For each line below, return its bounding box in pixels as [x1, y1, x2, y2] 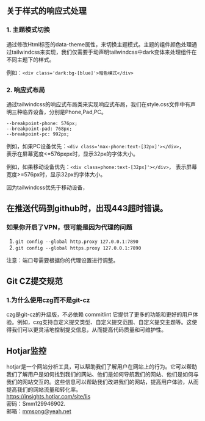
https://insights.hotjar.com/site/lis [6, 393, 91, 400]
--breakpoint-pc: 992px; [6, 131, 70, 137]
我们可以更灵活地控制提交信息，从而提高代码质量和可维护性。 [11, 326, 167, 334]
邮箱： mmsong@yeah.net [6, 408, 71, 415]
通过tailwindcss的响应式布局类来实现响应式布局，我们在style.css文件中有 [6, 100, 191, 108]
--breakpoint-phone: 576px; [6, 120, 78, 126]
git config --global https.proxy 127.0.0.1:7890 [15, 245, 142, 251]
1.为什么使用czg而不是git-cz [6, 295, 90, 304]
